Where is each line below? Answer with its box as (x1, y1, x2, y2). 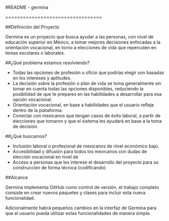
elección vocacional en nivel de (12, 154, 78, 160)
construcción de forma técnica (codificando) (12, 165, 106, 170)
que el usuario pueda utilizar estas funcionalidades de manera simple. (5, 210, 151, 216)
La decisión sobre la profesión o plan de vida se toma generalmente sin (12, 81, 162, 86)
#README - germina (5, 5, 49, 10)
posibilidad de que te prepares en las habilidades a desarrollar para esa (12, 91, 162, 97)
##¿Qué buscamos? (5, 133, 47, 139)
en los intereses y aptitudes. (12, 75, 72, 81)
